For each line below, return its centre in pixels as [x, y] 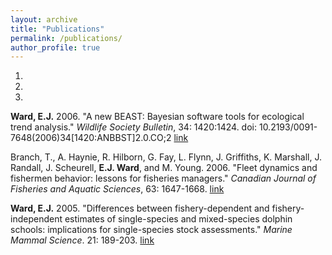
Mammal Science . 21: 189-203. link [82, 240]
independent [36, 219]
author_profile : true [55, 47]
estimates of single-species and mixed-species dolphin [178, 219]
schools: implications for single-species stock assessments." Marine [151, 230]
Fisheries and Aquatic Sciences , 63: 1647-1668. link [117, 189]
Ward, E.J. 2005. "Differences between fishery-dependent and [140, 208]
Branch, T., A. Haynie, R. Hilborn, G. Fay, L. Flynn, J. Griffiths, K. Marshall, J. [166, 157]
